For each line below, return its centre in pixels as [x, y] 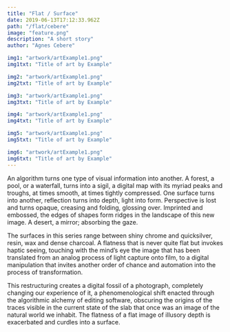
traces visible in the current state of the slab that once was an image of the [114, 307]
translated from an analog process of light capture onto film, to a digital [108, 257]
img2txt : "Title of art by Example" [60, 83]
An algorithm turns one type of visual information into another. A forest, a [111, 178]
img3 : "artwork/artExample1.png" [55, 96]
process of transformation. [45, 272]
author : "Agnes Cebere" [41, 45]
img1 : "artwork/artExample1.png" [55, 58]
